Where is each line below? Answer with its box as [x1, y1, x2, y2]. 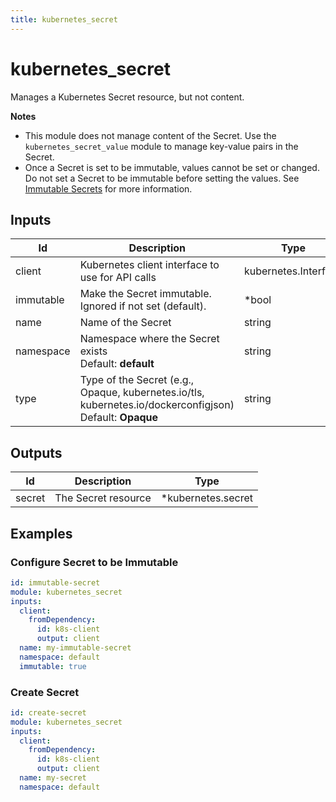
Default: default [79, 357, 155, 371]
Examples [10, 525, 73, 542]
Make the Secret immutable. [79, 287, 212, 301]
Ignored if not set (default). [79, 299, 207, 313]
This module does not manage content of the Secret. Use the [24, 129, 277, 141]
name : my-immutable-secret [19, 643, 132, 653]
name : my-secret [19, 773, 87, 783]
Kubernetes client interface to [79, 258, 220, 272]
